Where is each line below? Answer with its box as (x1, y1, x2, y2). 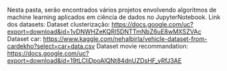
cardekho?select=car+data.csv (7, 42, 95, 50)
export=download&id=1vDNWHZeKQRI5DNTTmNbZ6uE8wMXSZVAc (7, 27, 202, 35)
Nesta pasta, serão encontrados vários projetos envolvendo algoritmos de (7, 6, 217, 14)
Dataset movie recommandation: (96, 42, 189, 50)
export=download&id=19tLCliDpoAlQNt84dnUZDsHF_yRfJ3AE (7, 57, 182, 64)
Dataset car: (7, 35, 42, 43)
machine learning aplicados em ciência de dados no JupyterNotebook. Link (7, 13, 221, 21)
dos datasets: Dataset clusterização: (7, 20, 110, 28)
